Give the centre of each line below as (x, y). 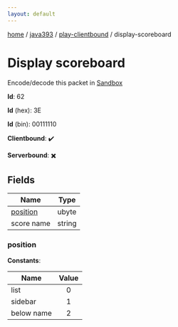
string (67, 223)
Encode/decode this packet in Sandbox (65, 82)
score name (31, 223)
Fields (21, 179)
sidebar (24, 301)
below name (31, 313)
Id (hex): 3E (24, 110)
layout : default (31, 14)
